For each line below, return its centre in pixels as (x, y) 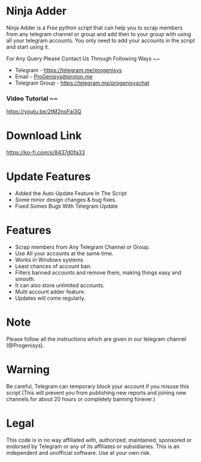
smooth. (25, 279)
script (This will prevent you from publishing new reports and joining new (97, 392)
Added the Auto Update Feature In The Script (71, 193)
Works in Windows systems (49, 260)
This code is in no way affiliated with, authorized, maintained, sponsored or (99, 440)
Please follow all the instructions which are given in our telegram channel (97, 339)
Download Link (44, 136)
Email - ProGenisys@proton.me (54, 76)
